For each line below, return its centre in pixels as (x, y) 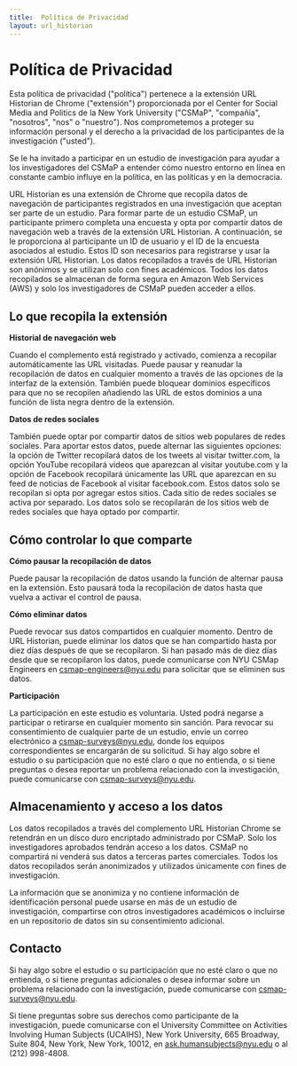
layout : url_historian (51, 26)
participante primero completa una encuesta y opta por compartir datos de (146, 223)
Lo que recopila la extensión (88, 316)
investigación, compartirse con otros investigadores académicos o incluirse (147, 911)
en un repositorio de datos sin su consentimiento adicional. (117, 921)
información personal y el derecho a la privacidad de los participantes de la (147, 132)
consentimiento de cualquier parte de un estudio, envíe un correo (129, 732)
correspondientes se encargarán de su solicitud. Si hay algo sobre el (134, 751)
